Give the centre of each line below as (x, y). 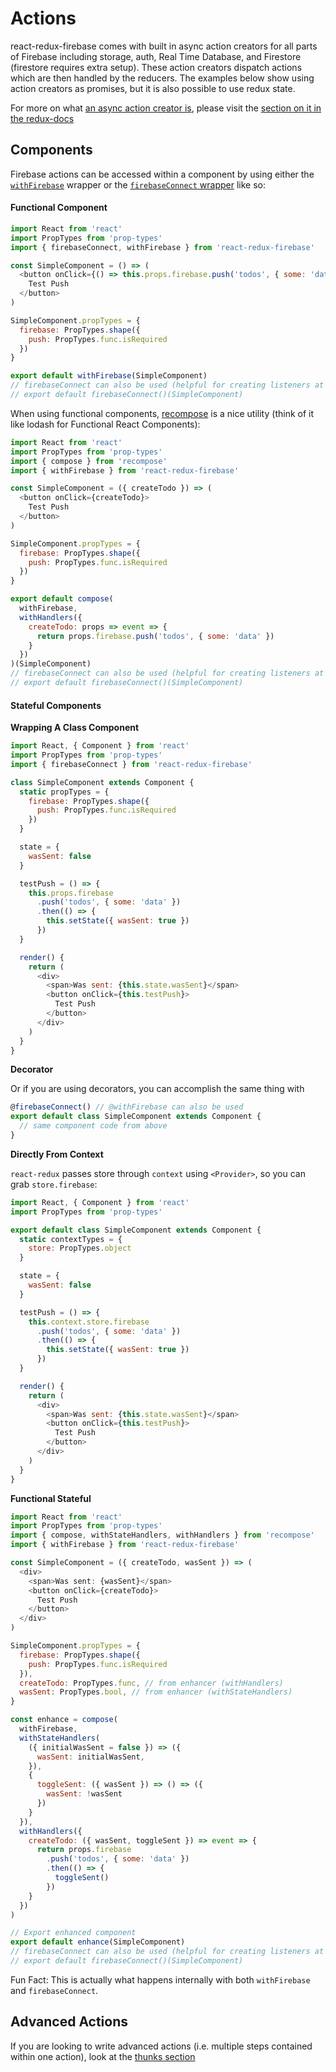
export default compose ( (62, 599)
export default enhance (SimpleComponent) (98, 1942)
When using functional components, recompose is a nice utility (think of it (162, 413)
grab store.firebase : (54, 1184)
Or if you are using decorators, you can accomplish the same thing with (157, 1089)
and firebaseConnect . (54, 1990)
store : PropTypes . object (80, 1248)
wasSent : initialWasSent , (90, 1757)
